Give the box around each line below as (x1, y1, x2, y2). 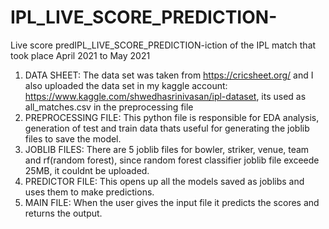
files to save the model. (24, 132, 122, 145)
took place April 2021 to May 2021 (10, 49, 151, 61)
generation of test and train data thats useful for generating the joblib (24, 122, 310, 134)
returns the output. (24, 207, 103, 219)
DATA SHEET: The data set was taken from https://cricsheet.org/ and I (24, 69, 314, 81)
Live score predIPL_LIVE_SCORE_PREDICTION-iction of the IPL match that (10, 39, 317, 51)
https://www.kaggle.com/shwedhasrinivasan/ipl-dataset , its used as (24, 90, 307, 102)
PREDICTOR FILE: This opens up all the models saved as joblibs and (24, 175, 305, 187)
